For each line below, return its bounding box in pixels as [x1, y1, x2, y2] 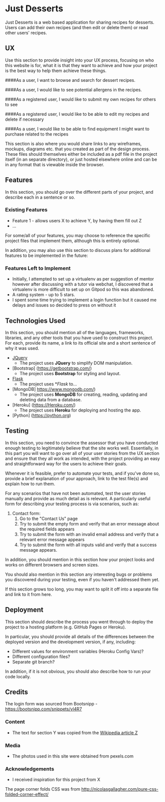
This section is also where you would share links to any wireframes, [5, 140, 142, 146]
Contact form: [12, 510, 41, 516]
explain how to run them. [5, 481, 55, 487]
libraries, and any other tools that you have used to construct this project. [5, 335, 154, 341]
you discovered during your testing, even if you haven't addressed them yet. [5, 576, 160, 582]
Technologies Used [5, 316, 65, 325]
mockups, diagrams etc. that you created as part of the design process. [5, 146, 150, 152]
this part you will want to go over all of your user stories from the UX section [5, 450, 160, 456]
